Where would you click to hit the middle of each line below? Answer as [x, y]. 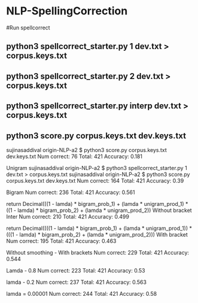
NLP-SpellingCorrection [67, 11]
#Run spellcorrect [28, 28]
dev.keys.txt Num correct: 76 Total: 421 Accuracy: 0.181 [74, 156]
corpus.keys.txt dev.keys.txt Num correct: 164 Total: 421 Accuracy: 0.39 [95, 180]
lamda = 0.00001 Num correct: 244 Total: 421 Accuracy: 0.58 [82, 293]
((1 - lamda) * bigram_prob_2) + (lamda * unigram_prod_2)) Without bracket [99, 210]
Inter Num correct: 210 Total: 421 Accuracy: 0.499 [68, 216]
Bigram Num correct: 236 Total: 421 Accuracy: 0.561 [71, 192]
